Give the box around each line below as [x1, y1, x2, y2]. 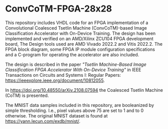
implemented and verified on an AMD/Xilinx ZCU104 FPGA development [5, 36, 154, 42]
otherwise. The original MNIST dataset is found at [5, 112, 108, 118]
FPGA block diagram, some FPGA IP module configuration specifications [5, 46, 155, 52]
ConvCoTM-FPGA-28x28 [5, 3, 112, 15]
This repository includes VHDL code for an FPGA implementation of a [5, 20, 148, 26]
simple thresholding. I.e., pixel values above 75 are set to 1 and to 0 [5, 107, 144, 113]
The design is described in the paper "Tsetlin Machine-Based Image [5, 61, 146, 67]
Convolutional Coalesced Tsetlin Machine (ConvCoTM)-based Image [5, 25, 147, 31]
